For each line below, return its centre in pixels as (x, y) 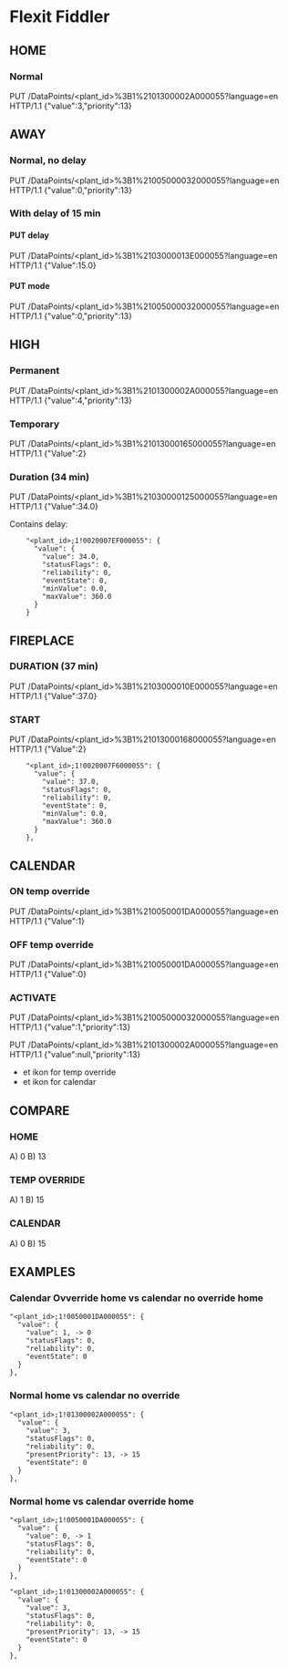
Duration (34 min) (49, 477)
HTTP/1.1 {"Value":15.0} (53, 265)
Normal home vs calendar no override (95, 1396)
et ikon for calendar (59, 1082)
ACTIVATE (33, 998)
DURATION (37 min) (54, 666)
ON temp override (50, 891)
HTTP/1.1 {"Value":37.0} (53, 695)
